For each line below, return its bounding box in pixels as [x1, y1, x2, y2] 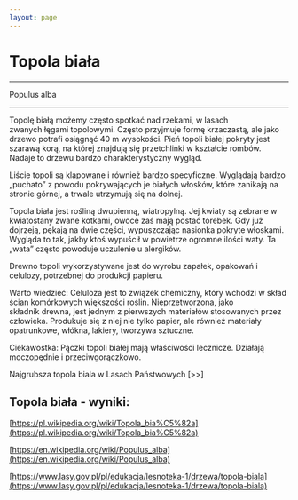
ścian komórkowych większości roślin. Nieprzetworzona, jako [9, 297, 234, 307]
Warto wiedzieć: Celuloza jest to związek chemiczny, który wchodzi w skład [9, 287, 286, 298]
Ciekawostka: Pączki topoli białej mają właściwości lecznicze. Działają [9, 342, 264, 353]
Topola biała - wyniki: [9, 394, 130, 409]
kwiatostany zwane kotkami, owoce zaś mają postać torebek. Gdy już [9, 215, 263, 226]
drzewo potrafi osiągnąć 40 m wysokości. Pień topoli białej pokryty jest [9, 133, 271, 144]
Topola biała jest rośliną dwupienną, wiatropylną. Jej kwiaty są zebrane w [9, 205, 278, 216]
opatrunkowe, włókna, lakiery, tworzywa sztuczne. [9, 325, 194, 336]
